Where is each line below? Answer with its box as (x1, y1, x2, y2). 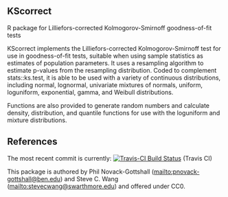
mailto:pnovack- (153, 167, 200, 176)
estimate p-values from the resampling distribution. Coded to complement (7, 66, 217, 74)
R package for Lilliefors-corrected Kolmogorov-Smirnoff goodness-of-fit (7, 23, 212, 32)
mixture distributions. (7, 116, 67, 124)
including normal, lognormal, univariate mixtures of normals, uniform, (7, 80, 203, 89)
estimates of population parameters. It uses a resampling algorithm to (7, 58, 204, 67)
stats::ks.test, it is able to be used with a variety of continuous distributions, (7, 73, 221, 82)
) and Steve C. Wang (60, 174, 119, 183)
